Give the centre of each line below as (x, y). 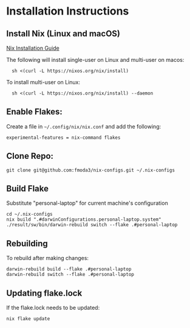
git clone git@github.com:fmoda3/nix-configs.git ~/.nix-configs (90, 170)
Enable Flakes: (34, 112)
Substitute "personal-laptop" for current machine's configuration (87, 203)
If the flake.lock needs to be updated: (53, 308)
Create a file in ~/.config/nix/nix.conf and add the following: (84, 126)
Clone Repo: (30, 156)
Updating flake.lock (44, 293)
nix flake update (28, 319)
